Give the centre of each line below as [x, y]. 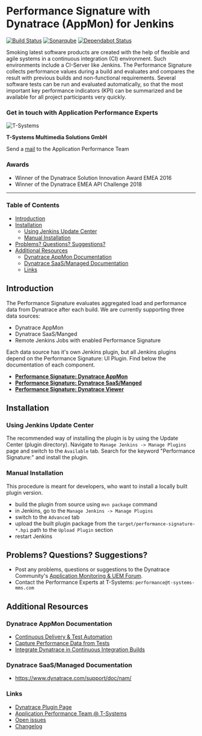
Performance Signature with [78, 11]
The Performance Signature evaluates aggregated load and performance [96, 303]
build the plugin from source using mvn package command [86, 504]
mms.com [24, 588]
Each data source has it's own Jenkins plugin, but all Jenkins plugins [91, 352]
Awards [18, 165]
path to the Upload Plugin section [71, 530]
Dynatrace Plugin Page [43, 707]
